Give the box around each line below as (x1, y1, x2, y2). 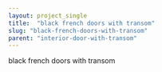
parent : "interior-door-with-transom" (8, 34, 137, 42)
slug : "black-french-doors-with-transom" (8, 26, 148, 34)
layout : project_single (8, 11, 88, 20)
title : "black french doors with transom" (8, 19, 156, 27)
